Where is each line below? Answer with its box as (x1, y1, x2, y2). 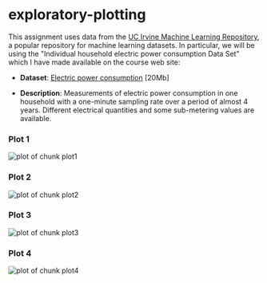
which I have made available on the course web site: (8, 57, 181, 67)
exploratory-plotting (8, 6, 146, 24)
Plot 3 (8, 210, 32, 221)
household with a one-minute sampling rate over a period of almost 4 (19, 96, 249, 106)
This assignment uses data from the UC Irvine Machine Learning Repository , (8, 32, 260, 41)
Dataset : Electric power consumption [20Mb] (19, 73, 169, 82)
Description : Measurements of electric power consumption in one (19, 88, 238, 97)
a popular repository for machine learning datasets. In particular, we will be (8, 40, 255, 49)
